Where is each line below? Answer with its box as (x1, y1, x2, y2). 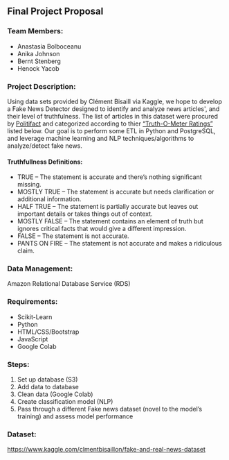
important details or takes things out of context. (17, 210, 154, 218)
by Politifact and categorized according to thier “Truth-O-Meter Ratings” (7, 119, 213, 128)
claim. (17, 246, 35, 255)
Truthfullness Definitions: (7, 157, 83, 166)
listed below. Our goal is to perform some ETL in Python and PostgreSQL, (7, 126, 216, 135)
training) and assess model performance (17, 412, 134, 420)
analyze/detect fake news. (7, 142, 83, 150)
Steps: (7, 359, 30, 369)
